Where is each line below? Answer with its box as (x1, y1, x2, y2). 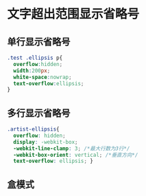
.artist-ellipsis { (7, 126, 60, 133)
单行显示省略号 (7, 36, 71, 47)
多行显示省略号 (7, 107, 71, 119)
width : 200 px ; (13, 67, 51, 74)
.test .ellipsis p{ (7, 54, 63, 61)
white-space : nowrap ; (13, 74, 72, 80)
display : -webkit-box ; (13, 138, 78, 145)
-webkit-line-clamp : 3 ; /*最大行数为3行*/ (13, 145, 130, 152)
